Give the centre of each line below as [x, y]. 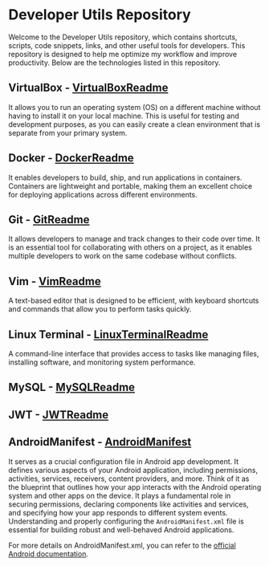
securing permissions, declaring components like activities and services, [128, 504]
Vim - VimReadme [55, 281]
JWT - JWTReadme [59, 415]
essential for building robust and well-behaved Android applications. [121, 529]
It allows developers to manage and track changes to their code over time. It [134, 239]
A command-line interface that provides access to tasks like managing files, [134, 354]
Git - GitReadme [49, 220]
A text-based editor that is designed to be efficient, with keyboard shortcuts [134, 301]
